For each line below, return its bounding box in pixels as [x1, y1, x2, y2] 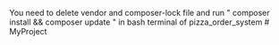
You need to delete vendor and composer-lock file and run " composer [9, 8, 270, 18]
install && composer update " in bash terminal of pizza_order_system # [9, 17, 270, 27]
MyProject [9, 26, 47, 36]
